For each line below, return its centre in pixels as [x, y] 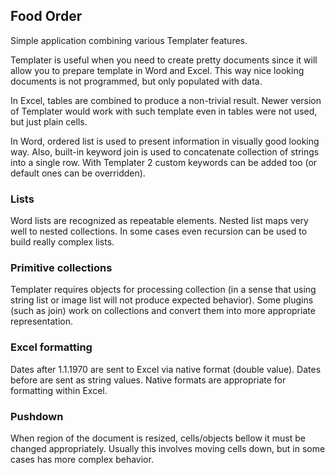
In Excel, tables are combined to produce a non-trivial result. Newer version [166, 100]
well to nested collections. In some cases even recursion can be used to [159, 231]
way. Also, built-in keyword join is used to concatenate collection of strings [165, 151]
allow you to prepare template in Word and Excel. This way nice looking [157, 70]
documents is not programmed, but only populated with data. [136, 81]
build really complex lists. [62, 242]
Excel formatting [51, 347]
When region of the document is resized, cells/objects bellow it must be [158, 438]
